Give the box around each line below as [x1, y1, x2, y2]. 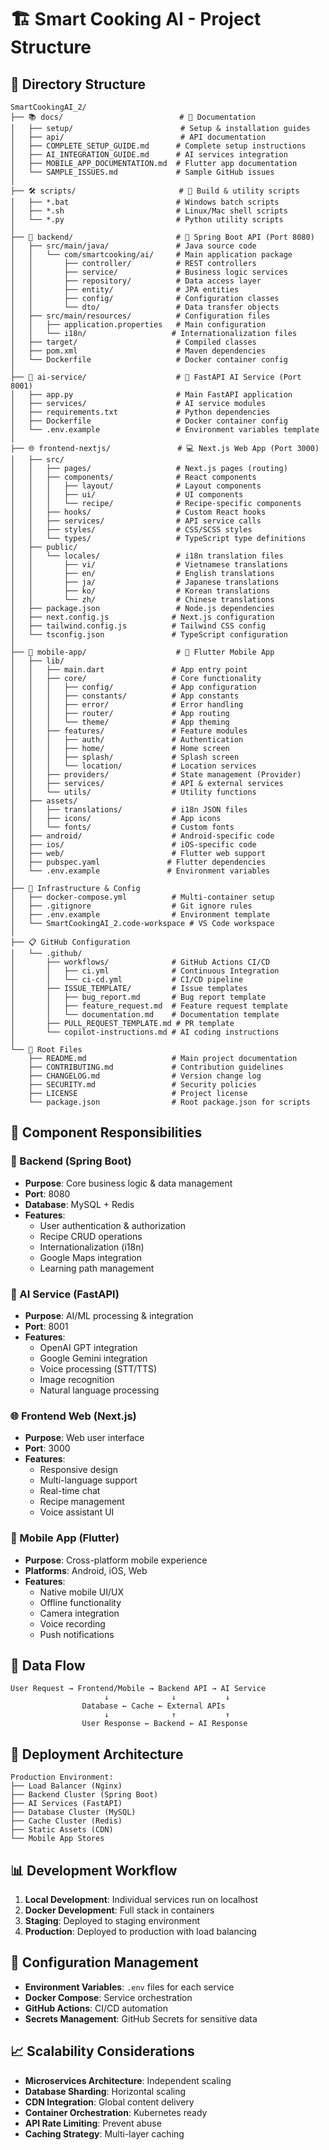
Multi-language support [39, 1474, 138, 1486]
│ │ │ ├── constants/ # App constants [10, 691, 240, 701]
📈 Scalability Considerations [10, 2043, 195, 2060]
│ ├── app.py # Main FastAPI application [10, 390, 293, 400]
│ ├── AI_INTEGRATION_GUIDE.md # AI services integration [10, 150, 288, 160]
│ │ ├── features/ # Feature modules [10, 726, 248, 736]
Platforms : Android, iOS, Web [24, 1564, 148, 1576]
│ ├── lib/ [10, 656, 65, 666]
